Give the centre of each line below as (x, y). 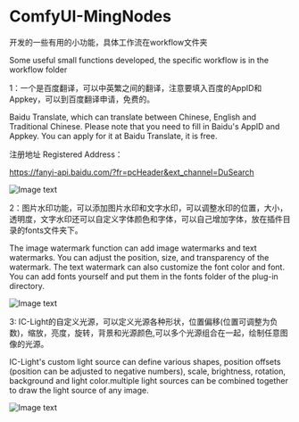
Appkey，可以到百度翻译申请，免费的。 (82, 99)
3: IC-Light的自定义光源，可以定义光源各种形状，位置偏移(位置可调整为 (140, 321)
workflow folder (38, 70)
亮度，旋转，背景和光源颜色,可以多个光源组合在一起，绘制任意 (166, 333)
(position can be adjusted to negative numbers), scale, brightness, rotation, (148, 371)
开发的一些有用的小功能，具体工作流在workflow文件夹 (108, 42)
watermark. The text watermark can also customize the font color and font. (147, 267)
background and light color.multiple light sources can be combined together (149, 380)
